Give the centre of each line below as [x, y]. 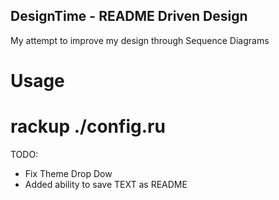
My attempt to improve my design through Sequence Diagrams [140, 40]
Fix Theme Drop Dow [68, 173]
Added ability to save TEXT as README [106, 184]
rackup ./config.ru [88, 126]
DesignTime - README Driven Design [129, 16]
